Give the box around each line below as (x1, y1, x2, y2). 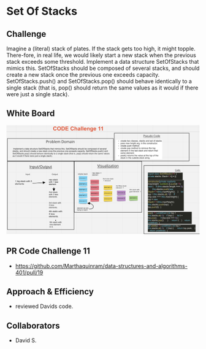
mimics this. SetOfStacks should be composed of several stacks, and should (6, 64, 200, 72)
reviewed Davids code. (15, 302, 74, 310)
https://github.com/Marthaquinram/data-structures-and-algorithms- (15, 262, 188, 269)
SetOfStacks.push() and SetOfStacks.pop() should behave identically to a (6, 78, 192, 85)
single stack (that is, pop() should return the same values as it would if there (6, 84, 199, 91)
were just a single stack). (6, 91, 69, 98)
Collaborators (6, 320, 60, 331)
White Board (6, 109, 55, 119)
